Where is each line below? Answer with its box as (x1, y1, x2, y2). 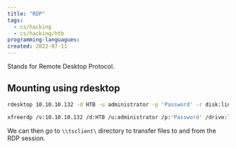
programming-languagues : (7, 36, 80, 43)
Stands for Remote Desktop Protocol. (7, 62, 114, 70)
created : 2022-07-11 (7, 43, 68, 50)
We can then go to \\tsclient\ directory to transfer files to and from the (7, 126, 216, 135)
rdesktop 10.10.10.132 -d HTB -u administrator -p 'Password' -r (7, 101, 202, 108)
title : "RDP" (7, 10, 46, 18)
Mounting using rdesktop (7, 82, 121, 95)
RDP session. (7, 134, 46, 142)
